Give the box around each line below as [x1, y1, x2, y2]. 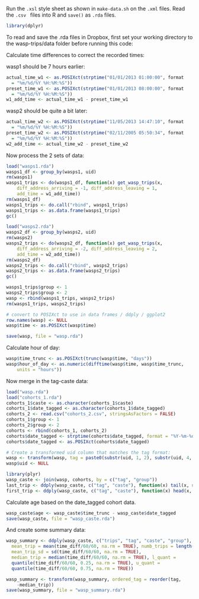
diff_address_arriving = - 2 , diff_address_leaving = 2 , [17, 246, 158, 252]
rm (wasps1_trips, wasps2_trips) [6, 300, 86, 307]
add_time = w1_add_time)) [17, 191, 81, 197]
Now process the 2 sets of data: [6, 152, 85, 159]
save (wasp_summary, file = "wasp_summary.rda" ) [6, 587, 126, 594]
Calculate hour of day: [6, 344, 60, 352]
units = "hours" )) [17, 366, 62, 372]
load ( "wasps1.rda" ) [6, 163, 54, 169]
